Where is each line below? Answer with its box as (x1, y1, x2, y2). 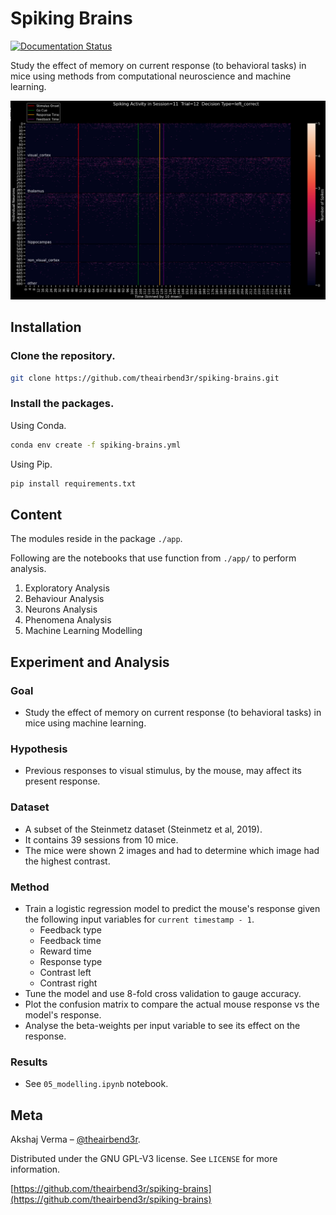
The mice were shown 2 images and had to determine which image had (24, 844, 320, 856)
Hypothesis (10, 742, 68, 756)
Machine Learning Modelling (24, 625, 143, 637)
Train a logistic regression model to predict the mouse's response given (24, 902, 321, 914)
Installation (10, 319, 82, 336)
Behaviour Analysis (24, 593, 105, 605)
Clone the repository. (10, 349, 116, 363)
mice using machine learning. (24, 717, 147, 729)
